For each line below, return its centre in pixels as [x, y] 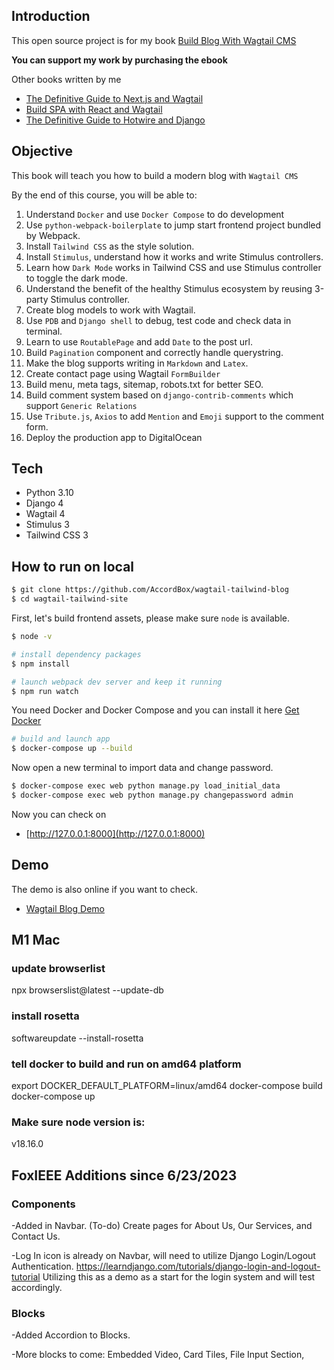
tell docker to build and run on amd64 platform [126, 1064]
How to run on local [73, 566]
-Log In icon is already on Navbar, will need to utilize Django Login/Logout [163, 1255]
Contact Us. [36, 1236]
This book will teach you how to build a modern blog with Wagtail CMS [155, 175]
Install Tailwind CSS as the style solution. [110, 246]
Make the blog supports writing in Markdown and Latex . [137, 363]
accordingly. [37, 1287]
